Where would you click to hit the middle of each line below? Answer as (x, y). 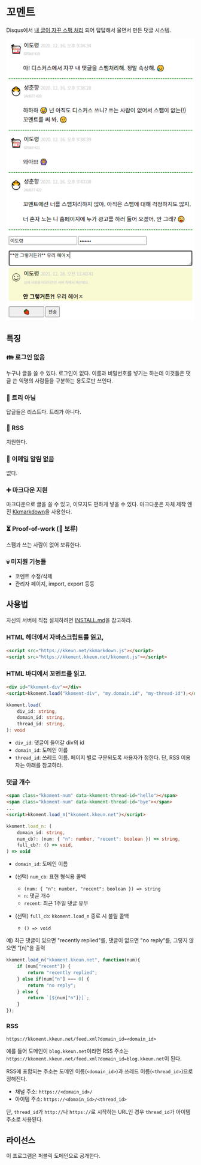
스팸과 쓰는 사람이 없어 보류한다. (44, 545)
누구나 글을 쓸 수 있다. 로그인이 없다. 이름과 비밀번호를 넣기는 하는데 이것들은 (95, 373)
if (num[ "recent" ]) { (44, 967)
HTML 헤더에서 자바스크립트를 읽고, (55, 637)
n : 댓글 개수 (37, 896)
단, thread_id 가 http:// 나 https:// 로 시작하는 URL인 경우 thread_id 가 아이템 (98, 1112)
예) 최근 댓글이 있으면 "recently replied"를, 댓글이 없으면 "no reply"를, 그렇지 (97, 940)
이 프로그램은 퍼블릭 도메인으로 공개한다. (53, 1156)
